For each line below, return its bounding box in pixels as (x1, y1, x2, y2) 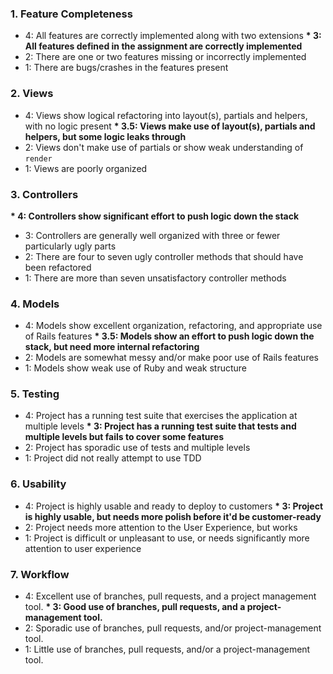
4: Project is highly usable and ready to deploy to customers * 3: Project (24, 500, 324, 512)
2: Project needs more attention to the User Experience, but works (24, 521, 298, 533)
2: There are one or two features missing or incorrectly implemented (24, 51, 307, 63)
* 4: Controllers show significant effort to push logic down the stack (10, 210, 300, 222)
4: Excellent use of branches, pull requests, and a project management (24, 590, 317, 602)
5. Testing (10, 387, 60, 401)
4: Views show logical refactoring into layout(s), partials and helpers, (24, 109, 308, 121)
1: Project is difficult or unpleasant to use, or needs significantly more (24, 532, 310, 544)
